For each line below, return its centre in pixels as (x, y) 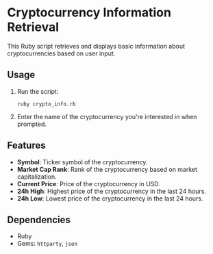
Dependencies (39, 219)
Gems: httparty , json (47, 244)
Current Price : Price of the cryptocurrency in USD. (89, 183)
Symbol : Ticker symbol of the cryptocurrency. (82, 162)
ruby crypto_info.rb (46, 104)
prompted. (32, 124)
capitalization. (37, 177)
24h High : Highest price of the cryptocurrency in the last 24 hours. (112, 191)
